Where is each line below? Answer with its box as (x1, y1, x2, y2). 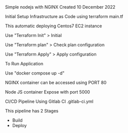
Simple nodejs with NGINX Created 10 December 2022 (5, 4, 116, 10)
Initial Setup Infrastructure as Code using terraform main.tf (5, 14, 124, 19)
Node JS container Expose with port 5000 (5, 89, 90, 95)
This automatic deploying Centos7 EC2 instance (5, 23, 102, 29)
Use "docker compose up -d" (5, 70, 65, 76)
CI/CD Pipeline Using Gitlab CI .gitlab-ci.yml (5, 98, 94, 104)
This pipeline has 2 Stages (5, 108, 59, 114)
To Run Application (5, 61, 43, 66)
